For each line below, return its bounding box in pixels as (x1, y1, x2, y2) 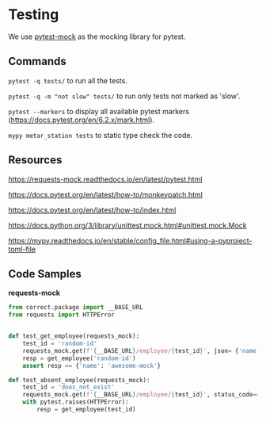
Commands (8, 55, 67, 68)
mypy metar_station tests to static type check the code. (8, 130, 192, 140)
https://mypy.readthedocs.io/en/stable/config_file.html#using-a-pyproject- (8, 235, 253, 245)
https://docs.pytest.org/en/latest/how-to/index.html (8, 205, 177, 215)
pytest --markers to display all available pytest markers (8, 106, 190, 116)
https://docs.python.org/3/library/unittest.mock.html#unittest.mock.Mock (8, 220, 247, 230)
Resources (8, 153, 63, 167)
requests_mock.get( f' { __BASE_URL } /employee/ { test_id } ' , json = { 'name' (22, 346, 260, 354)
